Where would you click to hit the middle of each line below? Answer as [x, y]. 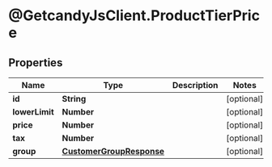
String [74, 99]
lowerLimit [33, 112]
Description [195, 85]
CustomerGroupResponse [113, 151]
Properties [36, 63]
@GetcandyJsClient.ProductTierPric [134, 16]
